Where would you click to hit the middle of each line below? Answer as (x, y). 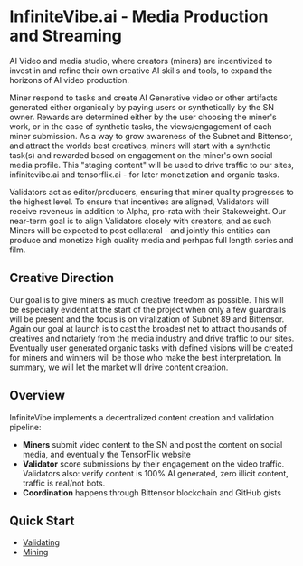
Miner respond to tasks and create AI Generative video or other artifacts (143, 98)
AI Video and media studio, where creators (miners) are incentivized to (141, 61)
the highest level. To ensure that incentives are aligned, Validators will (139, 202)
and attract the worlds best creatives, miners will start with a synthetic (140, 146)
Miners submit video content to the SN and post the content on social (152, 444)
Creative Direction (62, 278)
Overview (38, 396)
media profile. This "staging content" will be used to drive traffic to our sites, (151, 165)
